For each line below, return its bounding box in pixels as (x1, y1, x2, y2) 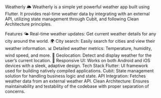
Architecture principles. (5, 21, 52, 27)
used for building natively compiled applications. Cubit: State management (5, 68, 154, 74)
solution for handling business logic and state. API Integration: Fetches (5, 73, 146, 79)
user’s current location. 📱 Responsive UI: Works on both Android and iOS (5, 58, 150, 63)
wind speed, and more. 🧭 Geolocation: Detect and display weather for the (5, 52, 152, 58)
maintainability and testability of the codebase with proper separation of (5, 83, 149, 89)
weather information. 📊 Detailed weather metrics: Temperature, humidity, (5, 46, 152, 51)
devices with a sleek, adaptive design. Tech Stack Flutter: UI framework (5, 63, 148, 68)
